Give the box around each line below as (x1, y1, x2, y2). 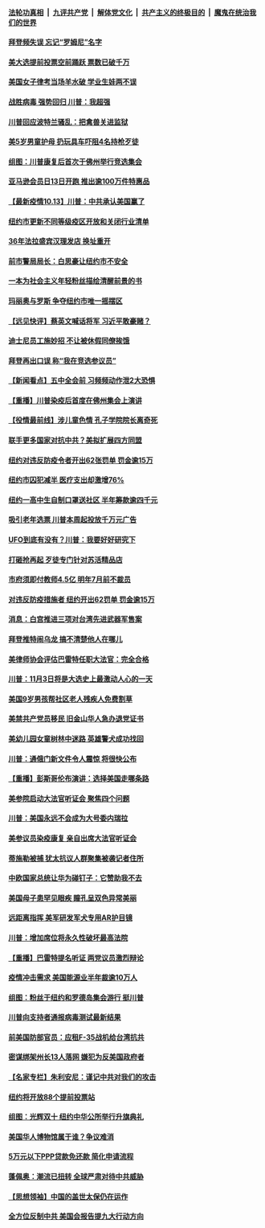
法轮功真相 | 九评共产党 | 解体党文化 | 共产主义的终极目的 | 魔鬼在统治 (8, 7, 250, 17)
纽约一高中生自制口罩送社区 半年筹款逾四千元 (8, 495, 158, 504)
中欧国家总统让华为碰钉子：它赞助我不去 (8, 873, 142, 883)
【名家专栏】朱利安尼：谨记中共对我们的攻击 (8, 1072, 157, 1082)
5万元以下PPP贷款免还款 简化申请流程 (8, 1152, 134, 1161)
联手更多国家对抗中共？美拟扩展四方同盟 (8, 435, 142, 446)
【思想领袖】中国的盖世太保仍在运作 (8, 1191, 128, 1201)
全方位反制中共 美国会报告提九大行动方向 (8, 1211, 145, 1222)
